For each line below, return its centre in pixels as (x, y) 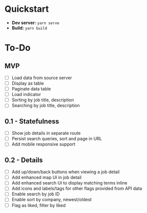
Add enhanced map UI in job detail (47, 178)
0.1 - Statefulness (32, 121)
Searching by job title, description (46, 106)
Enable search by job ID (36, 194)
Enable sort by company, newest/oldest (51, 200)
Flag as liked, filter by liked (38, 205)
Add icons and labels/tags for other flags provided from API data (77, 188)
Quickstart (27, 9)
